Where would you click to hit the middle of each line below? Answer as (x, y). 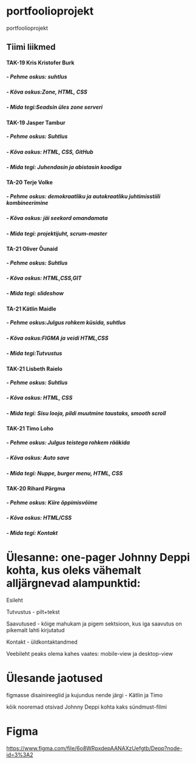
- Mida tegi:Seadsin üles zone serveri (55, 107)
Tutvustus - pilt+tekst (33, 612)
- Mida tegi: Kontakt (32, 533)
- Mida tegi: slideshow (35, 294)
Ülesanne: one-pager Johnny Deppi (98, 558)
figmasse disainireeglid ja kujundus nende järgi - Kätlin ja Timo (85, 695)
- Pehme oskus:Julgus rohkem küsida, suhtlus (66, 323)
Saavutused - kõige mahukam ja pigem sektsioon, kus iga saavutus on (94, 624)
